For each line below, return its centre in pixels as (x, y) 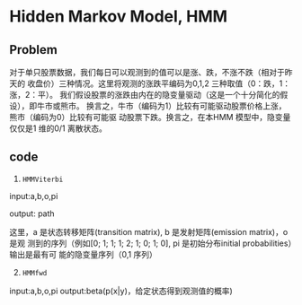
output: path (32, 213)
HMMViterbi (43, 179)
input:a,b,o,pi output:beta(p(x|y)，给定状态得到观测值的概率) (121, 291)
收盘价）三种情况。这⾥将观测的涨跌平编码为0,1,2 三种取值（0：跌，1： (158, 83)
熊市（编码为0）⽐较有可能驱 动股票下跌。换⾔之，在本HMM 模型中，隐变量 (150, 117)
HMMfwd (35, 273)
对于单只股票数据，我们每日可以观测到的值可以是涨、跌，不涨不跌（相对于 (147, 72)
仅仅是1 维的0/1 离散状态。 (58, 128)
